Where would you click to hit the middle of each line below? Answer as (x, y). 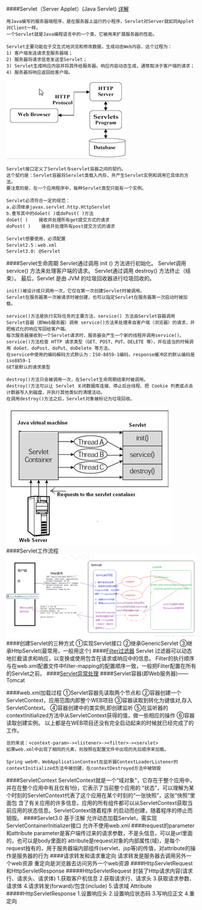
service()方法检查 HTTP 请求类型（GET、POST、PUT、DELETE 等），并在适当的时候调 (100, 342)
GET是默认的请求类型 (28, 367)
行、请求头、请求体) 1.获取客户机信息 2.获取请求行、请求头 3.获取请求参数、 (100, 879)
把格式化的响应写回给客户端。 (38, 329)
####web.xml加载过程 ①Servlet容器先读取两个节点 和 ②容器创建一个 (94, 693)
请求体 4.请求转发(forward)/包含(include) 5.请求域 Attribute (79, 886)
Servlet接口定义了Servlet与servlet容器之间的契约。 (66, 169)
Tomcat (16, 681)
